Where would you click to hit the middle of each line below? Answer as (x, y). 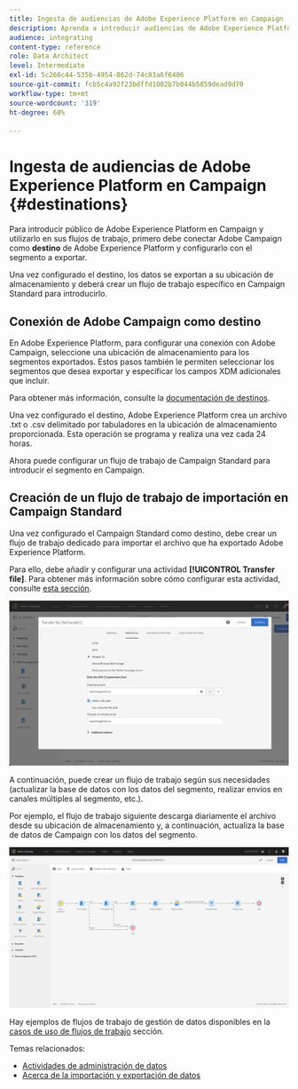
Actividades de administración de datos (94, 1066)
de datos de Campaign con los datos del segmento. (103, 834)
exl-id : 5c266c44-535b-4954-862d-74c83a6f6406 (97, 76)
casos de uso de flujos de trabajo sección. (86, 1031)
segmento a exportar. (48, 258)
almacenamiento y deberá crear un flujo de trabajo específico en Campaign (147, 284)
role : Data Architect (49, 56)
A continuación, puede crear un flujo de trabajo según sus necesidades (140, 779)
